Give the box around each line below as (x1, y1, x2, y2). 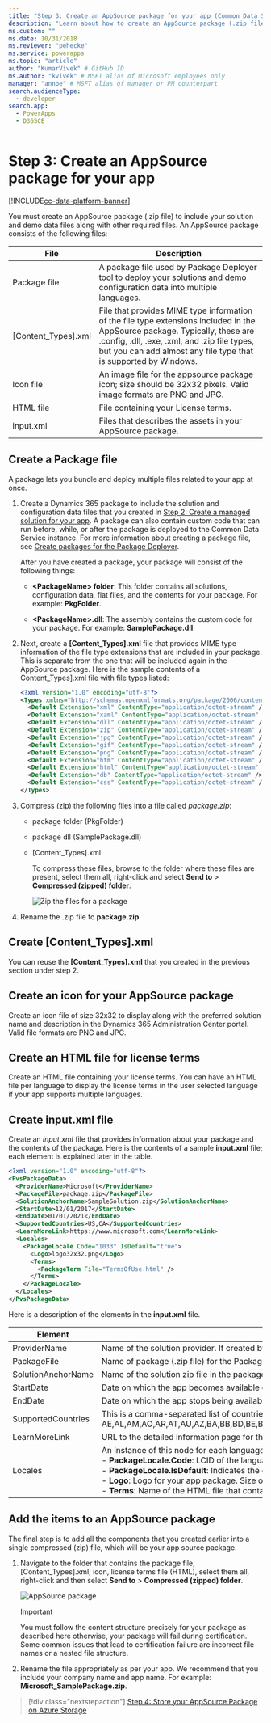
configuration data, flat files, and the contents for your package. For (31, 589, 258, 599)
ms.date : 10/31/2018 (8, 34, 78, 43)
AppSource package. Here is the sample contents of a (19, 664, 200, 674)
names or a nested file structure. (19, 1648, 129, 1658)
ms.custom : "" (8, 27, 56, 35)
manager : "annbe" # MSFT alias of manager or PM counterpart (8, 79, 219, 87)
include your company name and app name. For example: (19, 1672, 212, 1682)
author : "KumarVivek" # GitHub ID (8, 65, 125, 73)
